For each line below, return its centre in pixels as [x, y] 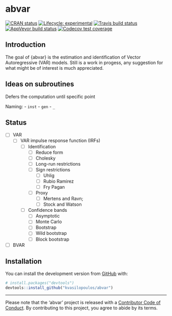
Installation [24, 261]
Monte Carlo [49, 222]
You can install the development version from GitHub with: [67, 274]
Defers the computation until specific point [50, 96]
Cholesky [46, 158]
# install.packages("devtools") [40, 283]
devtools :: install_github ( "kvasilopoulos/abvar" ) [59, 288]
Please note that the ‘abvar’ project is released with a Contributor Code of [83, 303]
